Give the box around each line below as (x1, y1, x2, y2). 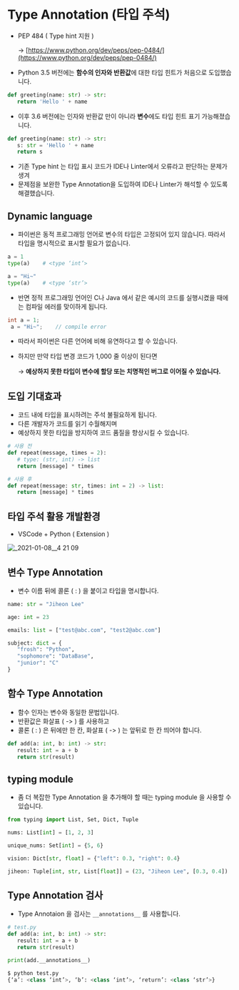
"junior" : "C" (16, 659, 59, 667)
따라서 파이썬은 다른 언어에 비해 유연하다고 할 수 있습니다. (17, 337, 178, 345)
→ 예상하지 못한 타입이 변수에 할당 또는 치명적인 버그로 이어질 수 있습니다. (17, 367, 221, 376)
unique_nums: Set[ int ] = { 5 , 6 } (7, 841, 103, 849)
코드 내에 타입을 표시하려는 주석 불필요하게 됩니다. (17, 410, 157, 419)
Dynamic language (7, 210, 93, 222)
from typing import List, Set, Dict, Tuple (7, 816, 139, 823)
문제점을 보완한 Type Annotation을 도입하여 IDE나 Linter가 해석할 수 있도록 (17, 180, 228, 189)
